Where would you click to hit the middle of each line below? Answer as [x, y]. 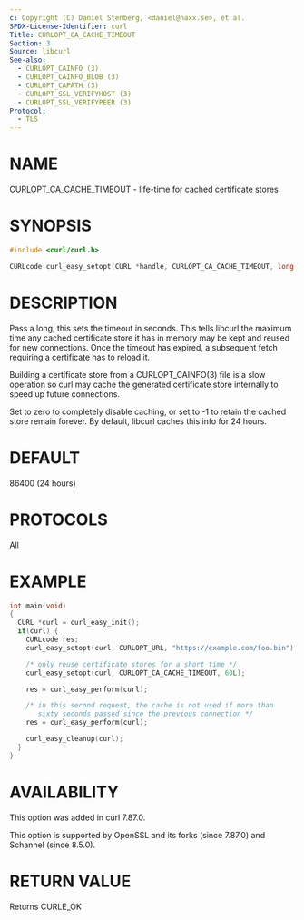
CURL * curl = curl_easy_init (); [79, 623]
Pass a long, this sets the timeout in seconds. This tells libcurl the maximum [151, 328]
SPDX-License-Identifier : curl [69, 26]
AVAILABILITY [64, 792]
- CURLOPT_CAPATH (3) [59, 85]
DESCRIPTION [64, 303]
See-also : [28, 60]
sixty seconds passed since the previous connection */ [146, 714]
